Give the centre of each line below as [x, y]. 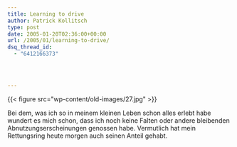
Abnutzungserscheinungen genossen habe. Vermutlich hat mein [101, 128]
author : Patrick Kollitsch [47, 21]
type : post [23, 27]
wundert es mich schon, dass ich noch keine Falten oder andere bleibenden [118, 120]
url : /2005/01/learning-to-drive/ [59, 41]
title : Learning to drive [46, 14]
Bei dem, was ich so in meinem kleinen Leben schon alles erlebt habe [109, 113]
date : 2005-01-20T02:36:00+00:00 [57, 34]
